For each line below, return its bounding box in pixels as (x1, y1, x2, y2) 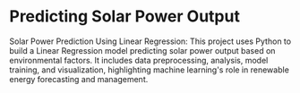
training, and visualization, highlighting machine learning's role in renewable (9, 64, 289, 75)
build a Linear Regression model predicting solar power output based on (9, 45, 276, 55)
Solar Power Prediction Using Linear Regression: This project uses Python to (9, 36, 292, 46)
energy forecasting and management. (9, 73, 149, 84)
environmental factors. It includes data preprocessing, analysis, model (9, 55, 269, 65)
